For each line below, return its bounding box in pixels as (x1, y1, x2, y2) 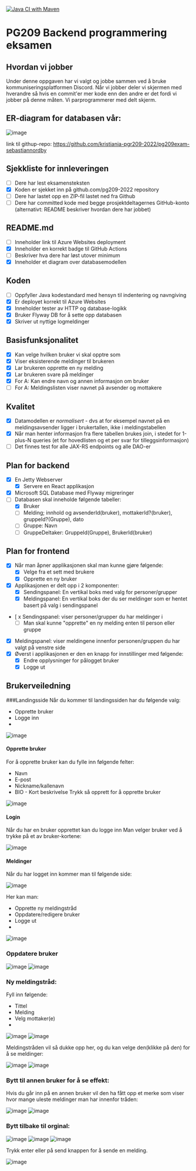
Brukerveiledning (6, 681, 71, 691)
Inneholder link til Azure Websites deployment (14, 238, 126, 245)
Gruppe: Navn (23, 522, 58, 529)
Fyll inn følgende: (6, 991, 48, 998)
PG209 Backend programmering (6, 26, 167, 39)
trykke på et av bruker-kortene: (6, 833, 82, 840)
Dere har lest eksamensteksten (14, 179, 90, 186)
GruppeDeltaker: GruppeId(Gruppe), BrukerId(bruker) (23, 529, 153, 536)
